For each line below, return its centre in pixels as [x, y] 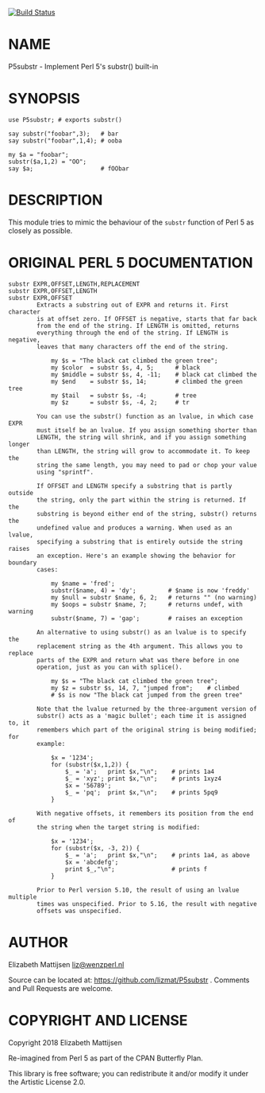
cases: [48, 569]
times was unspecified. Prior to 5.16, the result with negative [147, 904]
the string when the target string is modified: [119, 827]
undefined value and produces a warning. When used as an [134, 528]
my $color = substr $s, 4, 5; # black [125, 367]
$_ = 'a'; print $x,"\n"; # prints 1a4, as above [157, 855]
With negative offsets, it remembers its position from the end [145, 813]
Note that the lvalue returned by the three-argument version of [147, 708]
